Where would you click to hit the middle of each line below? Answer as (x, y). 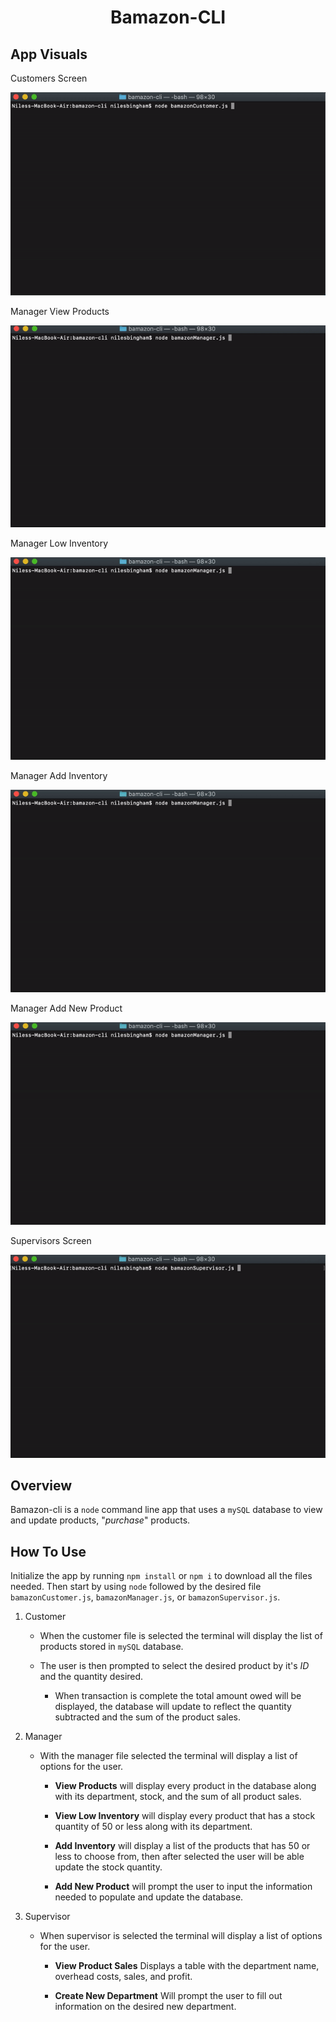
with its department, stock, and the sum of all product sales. (178, 1797)
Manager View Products (60, 312)
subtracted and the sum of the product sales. (147, 1717)
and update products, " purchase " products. (100, 1520)
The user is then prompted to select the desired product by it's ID (174, 1666)
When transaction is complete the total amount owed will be (178, 1696)
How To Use (48, 1551)
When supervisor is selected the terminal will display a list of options (181, 1936)
